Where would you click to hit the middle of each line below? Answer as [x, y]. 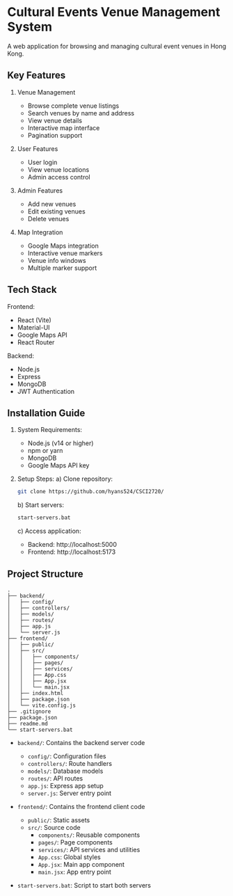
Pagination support [55, 135]
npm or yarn [45, 451]
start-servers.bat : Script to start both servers [84, 885]
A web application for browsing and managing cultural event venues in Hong [117, 46]
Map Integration [40, 232]
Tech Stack [32, 290]
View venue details [55, 120]
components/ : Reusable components [89, 835]
